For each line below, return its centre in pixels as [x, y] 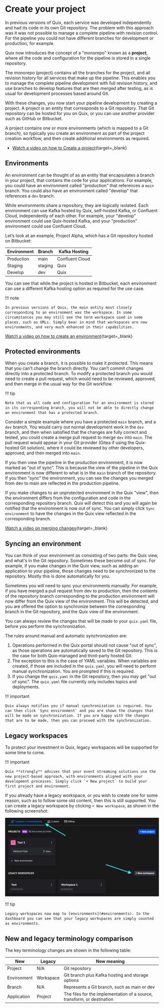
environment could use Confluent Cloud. [46, 226]
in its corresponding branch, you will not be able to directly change [79, 408]
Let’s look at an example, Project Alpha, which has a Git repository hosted [79, 235]
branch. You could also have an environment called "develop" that [72, 190]
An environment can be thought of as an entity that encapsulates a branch [80, 175]
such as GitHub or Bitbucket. [34, 118]
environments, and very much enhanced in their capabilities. [70, 327]
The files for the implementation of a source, [108, 994]
